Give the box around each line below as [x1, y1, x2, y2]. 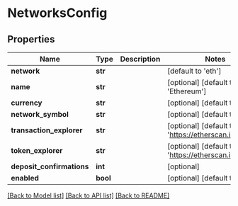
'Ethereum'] [167, 86, 207, 96]
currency [11, 98, 42, 108]
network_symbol [11, 110, 69, 119]
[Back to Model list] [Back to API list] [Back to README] [7, 191, 170, 200]
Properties [7, 33, 55, 45]
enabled [11, 173, 39, 183]
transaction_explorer [11, 125, 83, 135]
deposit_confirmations [11, 161, 89, 171]
